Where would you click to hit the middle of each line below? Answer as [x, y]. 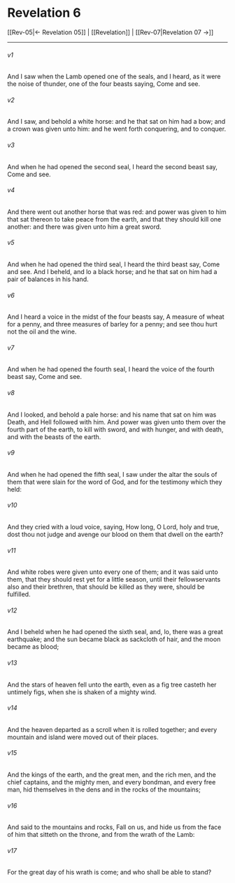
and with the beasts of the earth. [54, 437]
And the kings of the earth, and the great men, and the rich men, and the [112, 775]
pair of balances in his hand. [48, 279]
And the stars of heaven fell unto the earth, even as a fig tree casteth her [112, 684]
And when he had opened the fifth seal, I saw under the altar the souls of [112, 474]
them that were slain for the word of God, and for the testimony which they [115, 482]
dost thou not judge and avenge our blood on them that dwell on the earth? [115, 534]
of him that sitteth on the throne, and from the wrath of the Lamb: [101, 835]
